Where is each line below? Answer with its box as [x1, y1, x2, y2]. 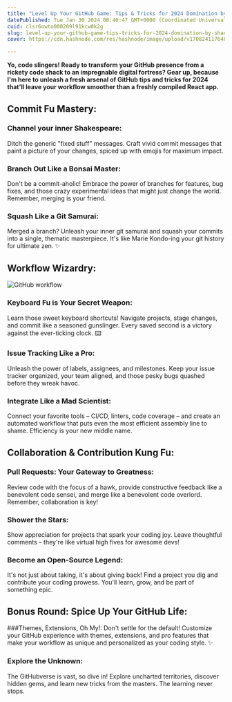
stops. [7, 687, 26, 695]
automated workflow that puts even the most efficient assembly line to [7, 419, 207, 428]
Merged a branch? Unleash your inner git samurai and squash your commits [7, 227, 223, 236]
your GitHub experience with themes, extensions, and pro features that [7, 632, 209, 640]
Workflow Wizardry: [7, 262, 97, 274]
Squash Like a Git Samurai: [7, 211, 99, 221]
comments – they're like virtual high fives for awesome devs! [7, 538, 180, 547]
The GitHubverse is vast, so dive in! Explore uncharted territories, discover [7, 672, 220, 681]
